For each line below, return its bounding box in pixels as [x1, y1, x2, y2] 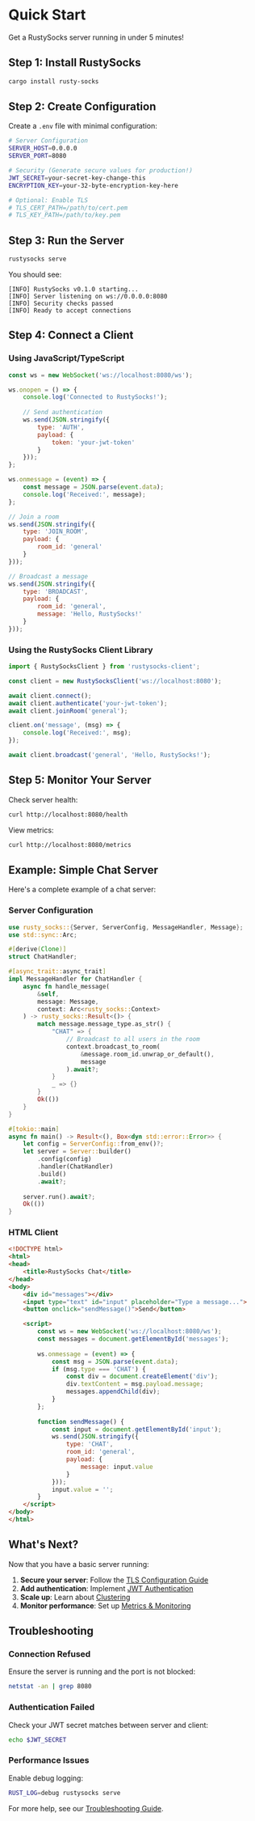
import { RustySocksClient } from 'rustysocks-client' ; [8, 663, 200, 671]
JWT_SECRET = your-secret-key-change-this [8, 174, 147, 182]
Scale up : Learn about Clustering [19, 1592, 131, 1602]
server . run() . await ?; [23, 1192, 95, 1201]
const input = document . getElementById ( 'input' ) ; [51, 1425, 222, 1434]
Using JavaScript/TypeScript [8, 353, 125, 364]
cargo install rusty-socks [8, 77, 99, 86]
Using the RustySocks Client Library [8, 644, 153, 655]
